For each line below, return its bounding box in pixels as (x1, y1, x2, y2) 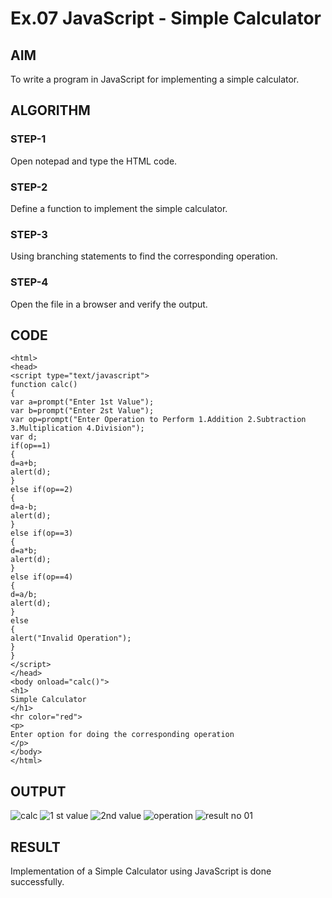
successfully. (10, 876, 65, 888)
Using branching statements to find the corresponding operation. (10, 250, 278, 262)
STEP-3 (10, 227, 48, 241)
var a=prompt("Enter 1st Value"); (10, 397, 155, 407)
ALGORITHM (10, 102, 91, 119)
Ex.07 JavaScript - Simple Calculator (10, 7, 322, 30)
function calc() (10, 380, 78, 390)
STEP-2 (10, 180, 48, 194)
